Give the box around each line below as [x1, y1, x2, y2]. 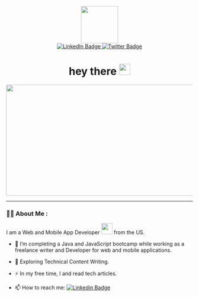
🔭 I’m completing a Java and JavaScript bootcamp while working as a [14, 240, 185, 248]
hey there [69, 65, 117, 78]
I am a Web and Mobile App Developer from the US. [6, 229, 145, 236]
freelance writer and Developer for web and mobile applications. [14, 247, 172, 254]
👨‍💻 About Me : [6, 209, 49, 218]
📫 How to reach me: [14, 284, 66, 291]
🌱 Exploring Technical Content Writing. [14, 258, 110, 266]
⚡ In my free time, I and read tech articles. [14, 270, 117, 277]
